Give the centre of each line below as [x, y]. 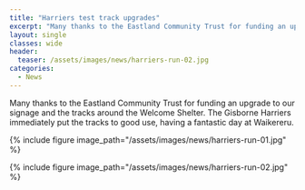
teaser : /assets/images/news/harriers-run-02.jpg [113, 60]
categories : [32, 69]
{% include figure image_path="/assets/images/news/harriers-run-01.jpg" [148, 140]
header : [24, 52]
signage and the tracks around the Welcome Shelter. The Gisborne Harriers [151, 112]
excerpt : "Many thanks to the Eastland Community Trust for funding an [148, 26]
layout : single [38, 35]
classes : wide [36, 43]
